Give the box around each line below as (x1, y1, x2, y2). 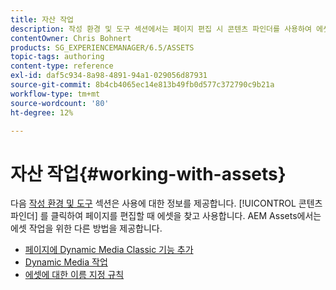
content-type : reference (10, 61, 114, 71)
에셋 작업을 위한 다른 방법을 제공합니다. (10, 222, 163, 235)
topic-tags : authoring (10, 52, 105, 62)
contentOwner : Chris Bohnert (10, 33, 132, 43)
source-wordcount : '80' (10, 98, 110, 108)
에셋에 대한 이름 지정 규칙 (24, 269, 125, 281)
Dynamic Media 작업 (24, 256, 108, 268)
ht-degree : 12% (10, 107, 74, 118)
